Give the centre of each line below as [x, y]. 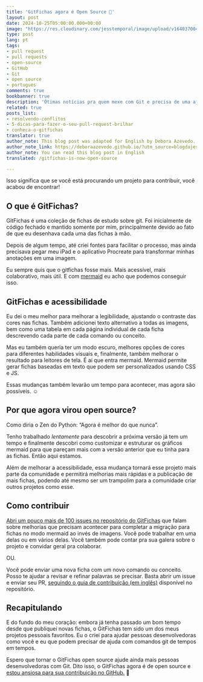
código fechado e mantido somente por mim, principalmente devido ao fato [100, 227]
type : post [20, 34]
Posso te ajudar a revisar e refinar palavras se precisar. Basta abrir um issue [101, 576]
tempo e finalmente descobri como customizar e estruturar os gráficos [94, 443]
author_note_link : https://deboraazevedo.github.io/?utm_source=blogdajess [104, 147]
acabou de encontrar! [33, 187]
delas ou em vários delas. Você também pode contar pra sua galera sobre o [101, 540]
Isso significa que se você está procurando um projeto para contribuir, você [101, 181]
